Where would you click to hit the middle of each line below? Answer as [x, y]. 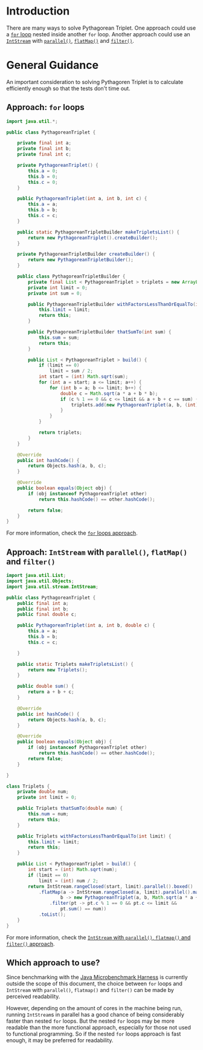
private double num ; [43, 792]
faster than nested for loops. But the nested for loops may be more [91, 1021]
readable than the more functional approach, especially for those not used [99, 1028]
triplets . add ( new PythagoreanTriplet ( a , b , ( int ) [135, 405]
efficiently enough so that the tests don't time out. [69, 88]
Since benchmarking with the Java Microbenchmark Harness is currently [97, 977]
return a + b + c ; [51, 692]
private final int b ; [44, 149]
